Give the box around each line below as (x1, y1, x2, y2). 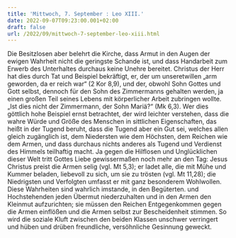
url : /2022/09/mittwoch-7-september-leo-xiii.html (7, 30, 160, 38)
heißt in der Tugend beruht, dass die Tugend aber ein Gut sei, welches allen (7, 125, 228, 133)
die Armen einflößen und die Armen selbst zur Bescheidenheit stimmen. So (7, 208, 227, 216)
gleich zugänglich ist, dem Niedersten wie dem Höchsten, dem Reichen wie (7, 132, 228, 141)
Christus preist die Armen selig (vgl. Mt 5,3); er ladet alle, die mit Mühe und (7, 162, 227, 171)
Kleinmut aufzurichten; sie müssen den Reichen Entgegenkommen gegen (7, 200, 222, 209)
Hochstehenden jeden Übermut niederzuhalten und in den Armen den (7, 193, 211, 201)
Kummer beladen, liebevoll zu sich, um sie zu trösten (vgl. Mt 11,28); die (7, 170, 216, 178)
